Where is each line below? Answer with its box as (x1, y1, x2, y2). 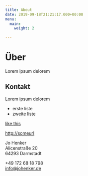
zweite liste (12, 111, 36, 117)
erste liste (12, 105, 33, 111)
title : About (5, 7, 32, 12)
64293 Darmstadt (5, 150, 42, 156)
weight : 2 (14, 26, 35, 31)
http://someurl (5, 130, 35, 136)
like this (5, 120, 21, 126)
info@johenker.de (5, 165, 41, 171)
